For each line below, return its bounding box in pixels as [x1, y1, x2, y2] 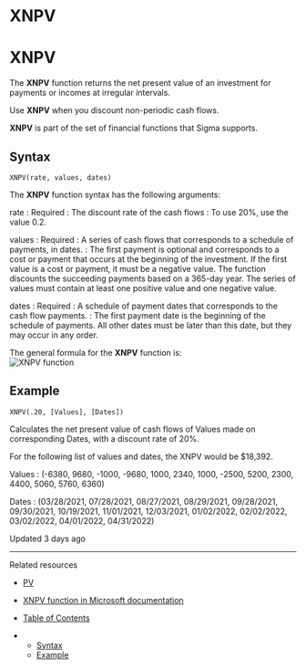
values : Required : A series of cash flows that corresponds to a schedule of [9, 234, 294, 245]
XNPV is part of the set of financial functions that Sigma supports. [9, 122, 258, 133]
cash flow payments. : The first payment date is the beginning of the [9, 309, 266, 320]
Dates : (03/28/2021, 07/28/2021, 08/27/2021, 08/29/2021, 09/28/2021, [9, 496, 279, 507]
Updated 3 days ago [9, 533, 87, 544]
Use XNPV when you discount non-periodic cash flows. [9, 105, 219, 116]
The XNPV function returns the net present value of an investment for [9, 78, 271, 89]
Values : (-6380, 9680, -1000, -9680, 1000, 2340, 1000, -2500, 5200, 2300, [9, 468, 294, 479]
